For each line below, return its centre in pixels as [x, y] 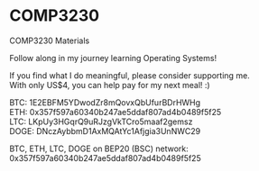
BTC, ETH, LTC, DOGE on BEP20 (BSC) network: [99, 148]
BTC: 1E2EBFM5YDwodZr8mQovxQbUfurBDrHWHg [105, 102]
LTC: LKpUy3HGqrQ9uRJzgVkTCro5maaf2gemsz [101, 121]
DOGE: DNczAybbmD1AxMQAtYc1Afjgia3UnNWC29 [105, 130]
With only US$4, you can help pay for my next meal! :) [110, 85]
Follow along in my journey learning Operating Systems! [113, 58]
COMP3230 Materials [50, 40]
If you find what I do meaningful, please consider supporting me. [129, 75]
